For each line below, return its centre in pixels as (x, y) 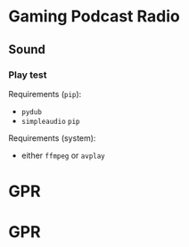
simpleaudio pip (50, 121)
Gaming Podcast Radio (94, 16)
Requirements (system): (52, 138)
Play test (28, 75)
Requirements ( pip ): (45, 94)
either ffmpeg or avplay (63, 155)
